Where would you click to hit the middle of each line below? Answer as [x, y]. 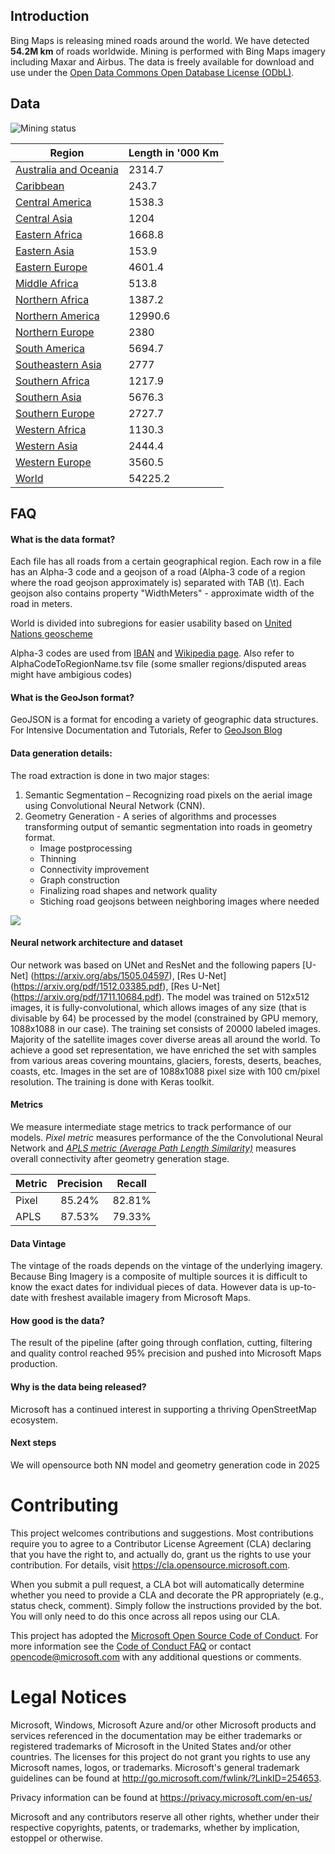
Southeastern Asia [58, 364]
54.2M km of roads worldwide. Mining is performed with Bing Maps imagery [168, 51]
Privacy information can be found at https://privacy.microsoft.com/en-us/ [161, 1797]
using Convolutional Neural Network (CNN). [115, 805]
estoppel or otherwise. [56, 1838]
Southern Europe [55, 413]
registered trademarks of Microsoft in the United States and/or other [151, 1746]
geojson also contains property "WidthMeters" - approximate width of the [162, 593]
